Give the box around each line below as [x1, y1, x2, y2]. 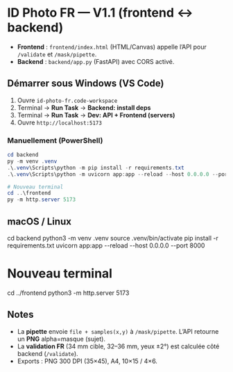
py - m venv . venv [7, 158, 58, 165]
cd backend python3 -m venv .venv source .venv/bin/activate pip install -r [7, 234, 218, 242]
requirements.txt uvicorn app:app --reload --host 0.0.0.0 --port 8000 [7, 241, 205, 250]
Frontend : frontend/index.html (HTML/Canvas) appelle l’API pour [17, 42, 207, 51]
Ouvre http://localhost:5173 [17, 118, 103, 127]
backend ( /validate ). [17, 349, 78, 357]
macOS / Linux [7, 216, 71, 227]
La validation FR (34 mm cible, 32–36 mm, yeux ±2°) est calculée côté [17, 342, 220, 350]
